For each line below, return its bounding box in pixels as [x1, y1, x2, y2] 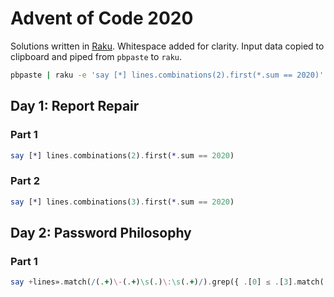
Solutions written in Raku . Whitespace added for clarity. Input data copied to [10, 40, 325, 52]
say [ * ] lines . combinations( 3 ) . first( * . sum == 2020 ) [10, 197, 235, 207]
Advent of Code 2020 [10, 7, 194, 30]
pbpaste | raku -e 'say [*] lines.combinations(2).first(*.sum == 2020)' [10, 70, 325, 80]
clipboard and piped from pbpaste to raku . [10, 50, 183, 62]
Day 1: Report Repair [10, 98, 140, 115]
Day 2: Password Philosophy [10, 224, 192, 241]
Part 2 [10, 174, 41, 188]
